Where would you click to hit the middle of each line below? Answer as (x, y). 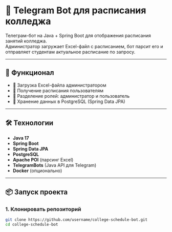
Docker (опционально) (37, 171)
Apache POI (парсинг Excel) (43, 160)
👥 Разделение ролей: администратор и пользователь (71, 96)
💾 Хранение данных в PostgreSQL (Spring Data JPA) (69, 101)
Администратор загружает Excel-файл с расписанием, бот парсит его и (84, 46)
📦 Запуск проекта (37, 192)
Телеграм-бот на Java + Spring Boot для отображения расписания (78, 35)
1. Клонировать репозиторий (43, 209)
